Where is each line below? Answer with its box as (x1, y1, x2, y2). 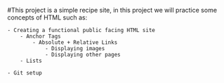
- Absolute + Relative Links (32, 39, 118, 46)
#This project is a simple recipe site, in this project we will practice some (7, 6, 218, 14)
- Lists (20, 57, 42, 64)
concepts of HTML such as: (7, 13, 88, 22)
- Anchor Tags (20, 33, 61, 40)
